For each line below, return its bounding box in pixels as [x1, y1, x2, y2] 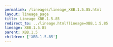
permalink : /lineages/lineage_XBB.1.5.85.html [4, 7, 102, 12]
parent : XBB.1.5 [4, 30, 38, 35]
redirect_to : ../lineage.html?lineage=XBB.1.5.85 [4, 21, 109, 26]
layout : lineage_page [4, 12, 49, 17]
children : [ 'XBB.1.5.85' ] [4, 35, 57, 40]
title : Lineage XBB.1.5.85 [4, 16, 60, 21]
